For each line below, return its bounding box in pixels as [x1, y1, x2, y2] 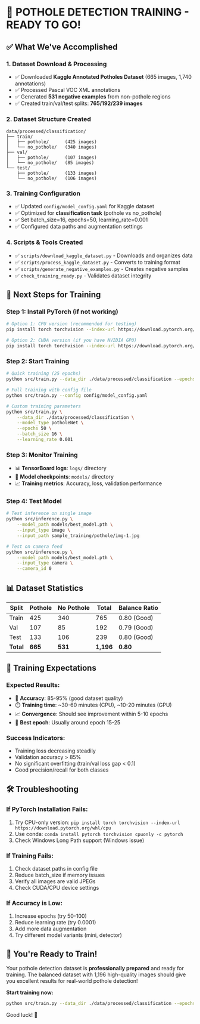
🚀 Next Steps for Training [6, 289, 101, 300]
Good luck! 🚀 [6, 1011, 38, 1018]
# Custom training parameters [6, 403, 82, 409]
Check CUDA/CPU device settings [14, 884, 99, 891]
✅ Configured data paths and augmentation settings [14, 223, 143, 230]
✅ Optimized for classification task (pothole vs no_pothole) [14, 209, 162, 217]
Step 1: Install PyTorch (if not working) [6, 307, 118, 316]
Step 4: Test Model [6, 497, 62, 505]
